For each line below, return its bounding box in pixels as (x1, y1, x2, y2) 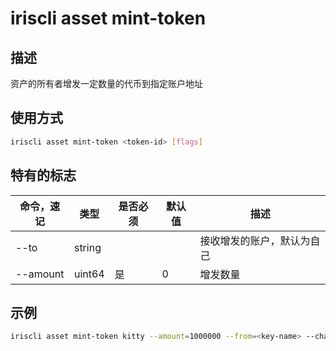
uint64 (73, 267, 105, 281)
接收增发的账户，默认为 (199, 233, 311, 247)
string (73, 240, 102, 254)
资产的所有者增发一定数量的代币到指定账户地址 (10, 78, 203, 89)
